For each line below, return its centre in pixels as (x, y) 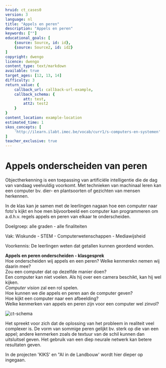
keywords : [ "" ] (21, 33)
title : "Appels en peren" (32, 24)
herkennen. (17, 196)
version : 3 (17, 15)
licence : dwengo (22, 62)
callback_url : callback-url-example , (54, 89)
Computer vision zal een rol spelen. (42, 288)
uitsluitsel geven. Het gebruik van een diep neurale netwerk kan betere (78, 340)
